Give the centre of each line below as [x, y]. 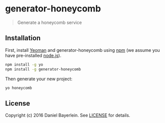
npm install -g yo [24, 64]
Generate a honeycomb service [49, 22]
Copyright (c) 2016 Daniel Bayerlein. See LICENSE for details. [68, 116]
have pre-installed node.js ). [33, 55]
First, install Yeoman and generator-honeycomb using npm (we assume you [82, 50]
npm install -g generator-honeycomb [43, 69]
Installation [23, 38]
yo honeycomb [19, 88]
